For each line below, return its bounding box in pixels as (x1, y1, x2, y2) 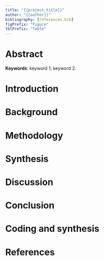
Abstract (5, 48, 43, 60)
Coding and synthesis (5, 223, 100, 234)
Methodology (5, 129, 63, 141)
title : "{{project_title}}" (5, 7, 65, 13)
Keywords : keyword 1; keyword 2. (5, 65, 77, 71)
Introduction (5, 83, 59, 95)
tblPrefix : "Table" (5, 27, 47, 32)
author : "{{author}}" (5, 12, 51, 17)
